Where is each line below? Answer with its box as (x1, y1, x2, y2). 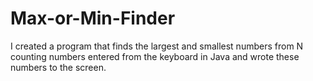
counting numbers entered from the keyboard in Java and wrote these (10, 50, 300, 62)
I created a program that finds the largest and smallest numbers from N (10, 40, 304, 52)
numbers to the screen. (10, 61, 107, 73)
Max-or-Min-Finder (10, 7, 176, 30)
